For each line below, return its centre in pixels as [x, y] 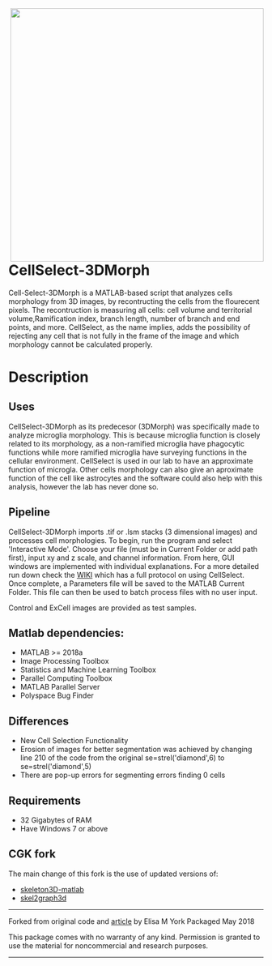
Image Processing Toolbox [64, 661]
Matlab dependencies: [66, 633]
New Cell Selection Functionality [74, 741]
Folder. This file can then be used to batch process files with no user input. [133, 592]
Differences [39, 721]
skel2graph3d [43, 898]
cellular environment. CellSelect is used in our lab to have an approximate [131, 460]
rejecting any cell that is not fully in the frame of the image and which [124, 336]
